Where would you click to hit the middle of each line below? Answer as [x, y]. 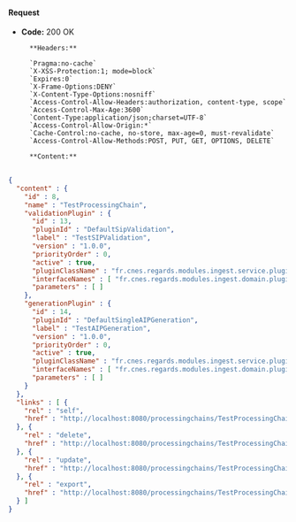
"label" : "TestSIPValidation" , [91, 238]
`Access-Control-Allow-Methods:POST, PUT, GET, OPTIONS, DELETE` [152, 142]
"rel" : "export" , [58, 485]
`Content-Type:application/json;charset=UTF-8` [119, 118]
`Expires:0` [51, 80]
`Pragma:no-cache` [63, 64]
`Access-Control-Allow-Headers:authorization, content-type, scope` [158, 103]
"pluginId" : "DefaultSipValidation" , [103, 230]
